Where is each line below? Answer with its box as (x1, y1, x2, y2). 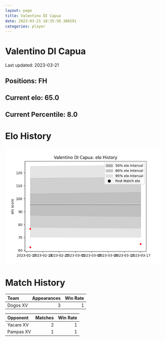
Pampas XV (7, 329, 31, 335)
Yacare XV (7, 322, 29, 328)
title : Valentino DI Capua (5, 13, 61, 18)
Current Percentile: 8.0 (5, 110, 78, 119)
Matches (35, 315, 54, 321)
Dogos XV (7, 302, 28, 308)
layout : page (5, 8, 32, 13)
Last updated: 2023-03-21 (5, 62, 59, 68)
